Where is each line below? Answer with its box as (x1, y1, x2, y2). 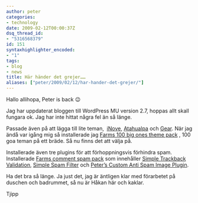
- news (6, 69, 22, 75)
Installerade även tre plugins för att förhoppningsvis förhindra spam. (6, 149, 173, 156)
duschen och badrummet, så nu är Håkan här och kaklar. (6, 179, 145, 186)
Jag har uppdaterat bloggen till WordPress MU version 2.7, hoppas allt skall (6, 107, 189, 114)
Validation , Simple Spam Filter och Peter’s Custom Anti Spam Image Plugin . (6, 161, 189, 168)
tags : (6, 58, 20, 64)
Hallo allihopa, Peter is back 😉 (6, 96, 81, 103)
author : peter (6, 8, 41, 15)
